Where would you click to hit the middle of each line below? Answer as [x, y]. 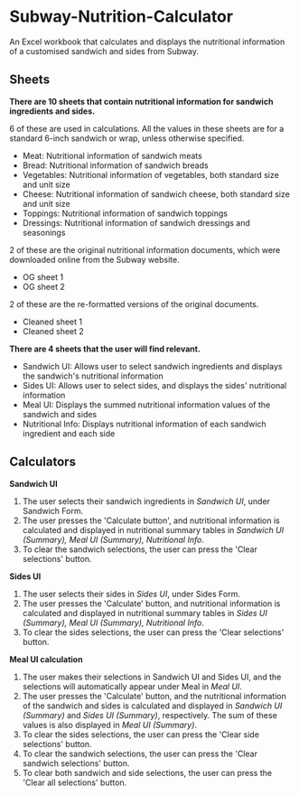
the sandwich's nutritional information [93, 376]
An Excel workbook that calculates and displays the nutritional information [147, 42]
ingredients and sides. [52, 111]
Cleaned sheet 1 [52, 322]
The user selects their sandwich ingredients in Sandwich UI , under [146, 501]
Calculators [43, 462]
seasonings [44, 232]
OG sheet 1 [43, 276]
